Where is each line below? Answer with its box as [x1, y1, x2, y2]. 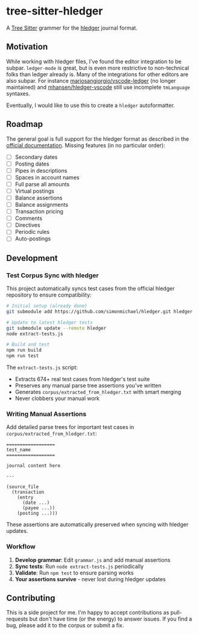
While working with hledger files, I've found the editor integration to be [6, 57, 182, 65]
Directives [14, 222, 40, 229]
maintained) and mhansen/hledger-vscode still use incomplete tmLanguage [6, 83, 191, 91]
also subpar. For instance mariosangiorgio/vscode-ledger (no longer [6, 77, 176, 84]
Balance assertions [14, 194, 63, 201]
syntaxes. [6, 89, 30, 97]
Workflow [6, 543, 36, 551]
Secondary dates [14, 153, 58, 161]
